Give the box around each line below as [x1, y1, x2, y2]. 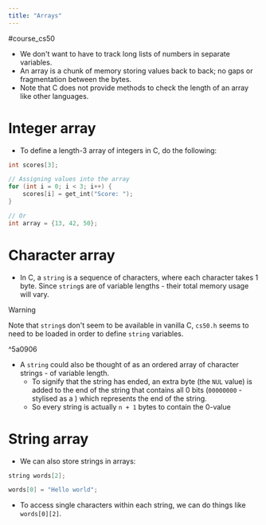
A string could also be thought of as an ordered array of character [19, 359, 239, 369]
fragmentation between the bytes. [19, 74, 132, 84]
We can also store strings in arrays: [19, 456, 136, 466]
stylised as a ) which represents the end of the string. [31, 394, 207, 403]
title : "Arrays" [8, 11, 62, 20]
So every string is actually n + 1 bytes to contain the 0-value [31, 402, 231, 411]
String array [8, 429, 89, 448]
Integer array [8, 119, 96, 137]
